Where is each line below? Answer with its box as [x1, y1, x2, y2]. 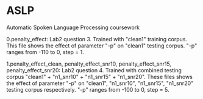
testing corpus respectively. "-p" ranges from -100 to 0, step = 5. [6, 86, 169, 93]
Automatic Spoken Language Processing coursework [6, 24, 140, 31]
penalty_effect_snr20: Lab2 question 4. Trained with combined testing [6, 66, 182, 73]
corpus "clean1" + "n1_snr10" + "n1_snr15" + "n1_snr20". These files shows [6, 73, 193, 80]
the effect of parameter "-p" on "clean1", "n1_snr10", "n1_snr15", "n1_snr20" [6, 80, 194, 87]
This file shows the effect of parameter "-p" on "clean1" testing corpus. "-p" [6, 42, 198, 49]
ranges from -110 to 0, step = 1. [6, 48, 84, 55]
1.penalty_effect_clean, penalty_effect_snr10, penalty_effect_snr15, [6, 60, 172, 67]
